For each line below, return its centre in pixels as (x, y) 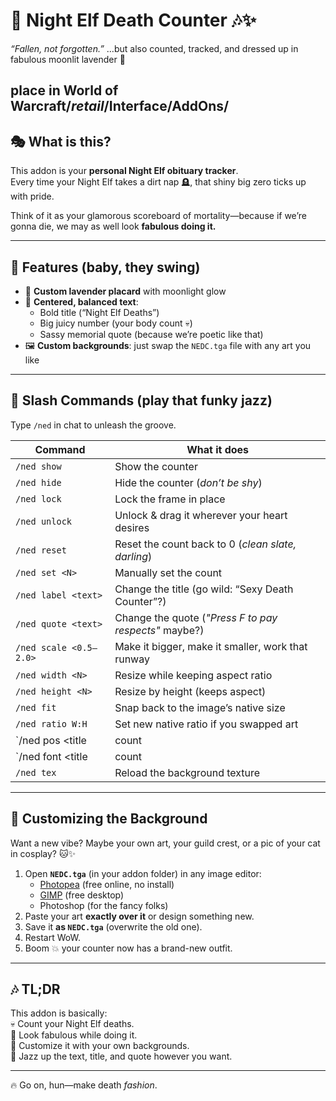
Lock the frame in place (170, 499)
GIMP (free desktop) (82, 895)
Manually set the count (168, 572)
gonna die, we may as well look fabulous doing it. (113, 226)
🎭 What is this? (61, 141)
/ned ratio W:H (51, 723)
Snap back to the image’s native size (200, 707)
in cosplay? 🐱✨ (43, 853)
